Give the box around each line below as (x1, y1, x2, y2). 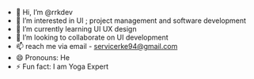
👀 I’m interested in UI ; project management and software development (15, 16, 247, 25)
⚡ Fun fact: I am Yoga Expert (15, 62, 109, 71)
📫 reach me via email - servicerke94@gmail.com (15, 42, 178, 51)
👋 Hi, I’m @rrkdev (15, 8, 74, 17)
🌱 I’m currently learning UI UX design (15, 24, 137, 33)
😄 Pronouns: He (15, 53, 70, 62)
